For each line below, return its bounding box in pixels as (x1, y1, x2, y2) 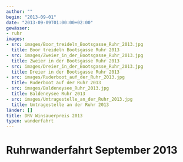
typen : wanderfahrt (6, 118, 54, 124)
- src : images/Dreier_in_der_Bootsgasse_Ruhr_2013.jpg (6, 63, 144, 70)
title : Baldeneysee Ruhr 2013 (11, 91, 85, 97)
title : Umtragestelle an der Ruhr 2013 (11, 101, 109, 108)
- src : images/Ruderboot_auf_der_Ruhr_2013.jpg (6, 74, 125, 80)
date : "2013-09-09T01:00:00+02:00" (6, 19, 94, 25)
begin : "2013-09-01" (6, 14, 57, 20)
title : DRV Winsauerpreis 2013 (6, 113, 83, 118)
